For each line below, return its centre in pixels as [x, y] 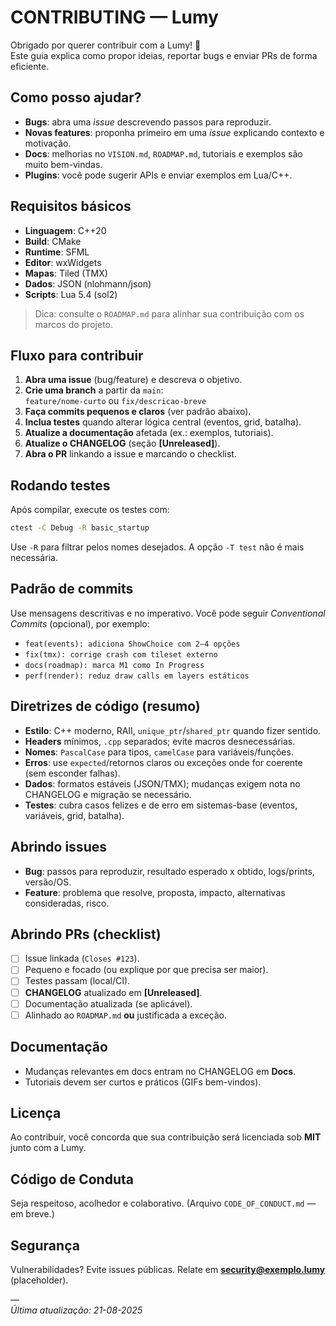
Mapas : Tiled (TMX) [66, 273]
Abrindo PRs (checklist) [86, 934]
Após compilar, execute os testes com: [90, 510]
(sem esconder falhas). [72, 773]
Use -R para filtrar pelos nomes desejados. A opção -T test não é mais [157, 547]
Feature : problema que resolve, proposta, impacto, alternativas [155, 892]
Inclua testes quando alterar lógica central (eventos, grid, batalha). [163, 422]
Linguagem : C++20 [65, 230]
